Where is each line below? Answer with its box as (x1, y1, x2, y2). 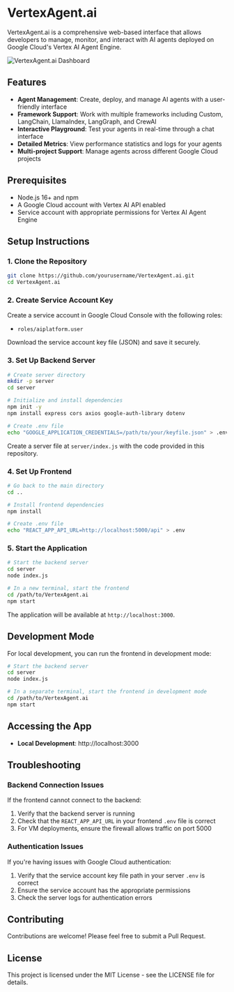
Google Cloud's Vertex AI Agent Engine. (7, 43, 122, 51)
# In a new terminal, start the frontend (7, 585, 130, 592)
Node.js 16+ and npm (17, 193, 79, 202)
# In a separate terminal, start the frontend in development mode (7, 689, 208, 696)
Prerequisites (7, 174, 67, 186)
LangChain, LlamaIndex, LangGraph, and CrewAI (17, 117, 157, 126)
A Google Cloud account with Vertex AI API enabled (17, 200, 166, 209)
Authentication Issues (7, 842, 84, 852)
